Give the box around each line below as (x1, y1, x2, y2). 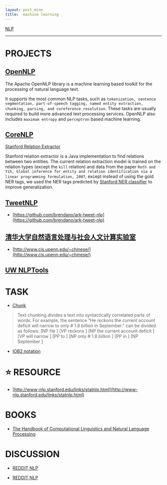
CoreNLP (5, 130, 34, 139)
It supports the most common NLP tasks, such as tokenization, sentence (5, 96, 156, 102)
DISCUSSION (5, 449, 60, 460)
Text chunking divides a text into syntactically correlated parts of (17, 312, 151, 318)
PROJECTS (5, 48, 52, 59)
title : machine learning (5, 12, 59, 17)
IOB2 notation (12, 348, 41, 354)
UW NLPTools (5, 266, 49, 275)
